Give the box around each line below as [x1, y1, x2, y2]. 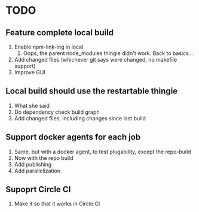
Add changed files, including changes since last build [14, 114, 146, 122]
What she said [14, 102, 50, 109]
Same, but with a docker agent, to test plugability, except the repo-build [14, 148, 191, 155]
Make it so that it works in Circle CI [14, 200, 100, 207]
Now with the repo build [14, 154, 74, 162]
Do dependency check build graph [14, 108, 100, 116]
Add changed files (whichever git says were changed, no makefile [14, 56, 177, 63]
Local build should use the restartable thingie [5, 86, 178, 96]
